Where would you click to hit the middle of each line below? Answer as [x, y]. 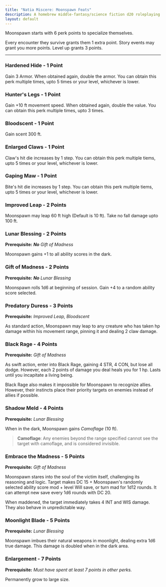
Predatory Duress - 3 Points [39, 306]
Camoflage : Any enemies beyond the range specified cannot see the [87, 438]
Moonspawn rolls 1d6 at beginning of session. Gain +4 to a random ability [80, 287]
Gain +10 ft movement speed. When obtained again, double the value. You [81, 105]
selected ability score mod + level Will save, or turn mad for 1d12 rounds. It [81, 487]
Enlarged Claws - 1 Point [35, 147]
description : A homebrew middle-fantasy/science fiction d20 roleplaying [83, 14]
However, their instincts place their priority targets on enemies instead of [79, 390]
